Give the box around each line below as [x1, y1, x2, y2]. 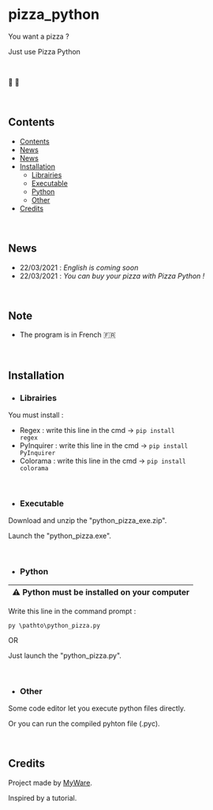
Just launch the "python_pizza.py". [8, 651, 122, 660]
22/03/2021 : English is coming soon [19, 263, 139, 272]
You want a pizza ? [8, 32, 69, 41]
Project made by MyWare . [8, 778, 93, 787]
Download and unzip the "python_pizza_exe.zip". [8, 516, 167, 525]
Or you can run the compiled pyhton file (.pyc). [8, 719, 160, 728]
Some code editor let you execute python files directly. [8, 704, 186, 713]
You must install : [8, 410, 64, 420]
